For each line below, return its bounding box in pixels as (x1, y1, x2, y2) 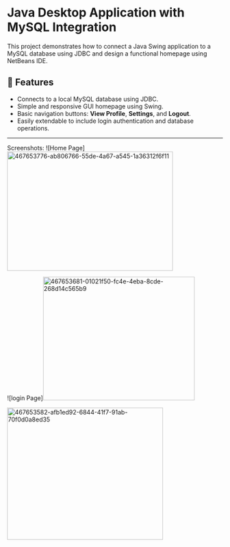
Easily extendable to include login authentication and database (16, 117, 194, 125)
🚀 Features (7, 77, 54, 89)
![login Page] (7, 393, 43, 402)
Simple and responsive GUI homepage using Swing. (16, 102, 164, 110)
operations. (16, 124, 50, 132)
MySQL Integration (7, 19, 117, 35)
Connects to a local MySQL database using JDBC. (16, 95, 159, 103)
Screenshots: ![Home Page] (7, 143, 86, 152)
